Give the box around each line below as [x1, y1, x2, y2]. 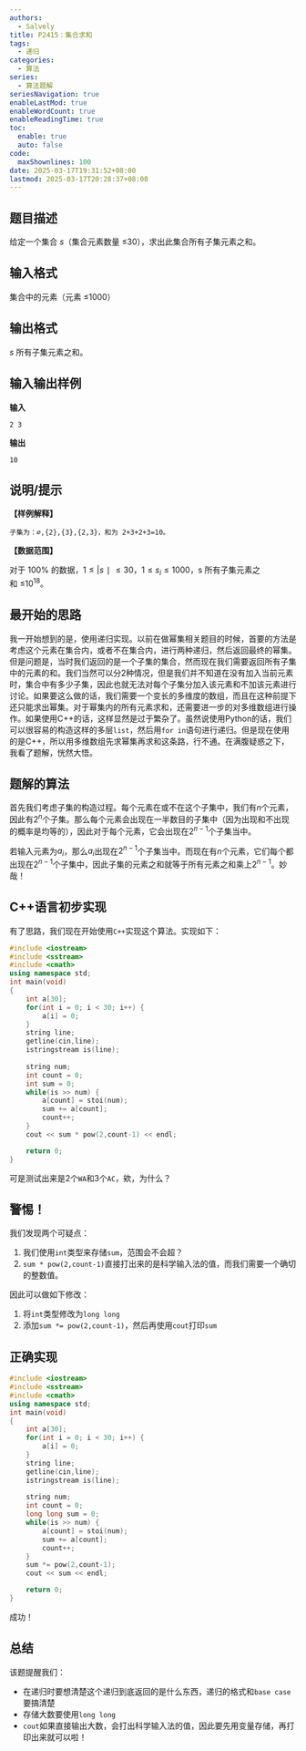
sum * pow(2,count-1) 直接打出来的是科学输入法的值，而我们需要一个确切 [22, 1259, 296, 1270]
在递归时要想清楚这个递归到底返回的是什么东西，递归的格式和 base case [22, 1685, 291, 1696]
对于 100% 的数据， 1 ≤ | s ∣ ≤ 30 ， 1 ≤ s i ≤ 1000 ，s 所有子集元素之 [9, 564, 261, 578]
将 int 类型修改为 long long [22, 1309, 120, 1320]
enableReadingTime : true [9, 115, 104, 124]
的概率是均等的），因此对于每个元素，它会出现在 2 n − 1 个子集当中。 [9, 824, 257, 837]
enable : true [17, 132, 67, 141]
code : [9, 149, 30, 158]
